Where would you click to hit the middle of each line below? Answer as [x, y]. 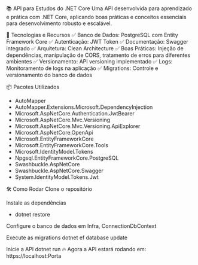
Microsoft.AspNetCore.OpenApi [54, 132]
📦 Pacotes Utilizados [33, 87]
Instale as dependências [36, 203]
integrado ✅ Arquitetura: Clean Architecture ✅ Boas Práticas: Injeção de [95, 48]
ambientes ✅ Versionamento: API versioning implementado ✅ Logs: [89, 61]
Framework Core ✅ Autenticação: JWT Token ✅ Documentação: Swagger [97, 42]
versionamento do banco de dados [49, 75]
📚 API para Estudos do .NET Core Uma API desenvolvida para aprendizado [99, 8]
